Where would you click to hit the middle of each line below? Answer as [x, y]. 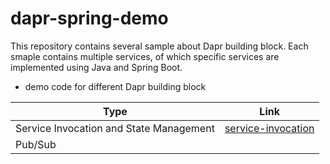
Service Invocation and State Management [115, 128]
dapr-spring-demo [89, 18]
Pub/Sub [36, 144]
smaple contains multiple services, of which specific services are [145, 56]
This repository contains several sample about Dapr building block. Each [159, 46]
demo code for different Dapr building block [115, 86]
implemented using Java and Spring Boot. [96, 67]
